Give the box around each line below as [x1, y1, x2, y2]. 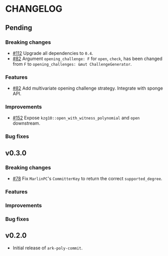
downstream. [12, 120, 41, 126]
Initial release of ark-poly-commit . [12, 245, 83, 251]
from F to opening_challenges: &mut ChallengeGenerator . [12, 61, 132, 67]
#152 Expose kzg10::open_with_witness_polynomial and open [12, 115, 140, 121]
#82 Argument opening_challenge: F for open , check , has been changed [12, 55, 162, 62]
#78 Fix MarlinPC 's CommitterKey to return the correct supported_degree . [12, 176, 162, 182]
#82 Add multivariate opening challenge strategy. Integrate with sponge [12, 85, 163, 92]
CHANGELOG [5, 3, 62, 15]
